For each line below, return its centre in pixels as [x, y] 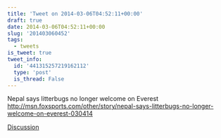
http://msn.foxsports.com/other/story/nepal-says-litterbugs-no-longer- [110, 106]
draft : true [25, 20]
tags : [15, 40]
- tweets [26, 46]
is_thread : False [39, 79]
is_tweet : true [30, 53]
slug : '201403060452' [39, 33]
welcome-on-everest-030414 [50, 113]
